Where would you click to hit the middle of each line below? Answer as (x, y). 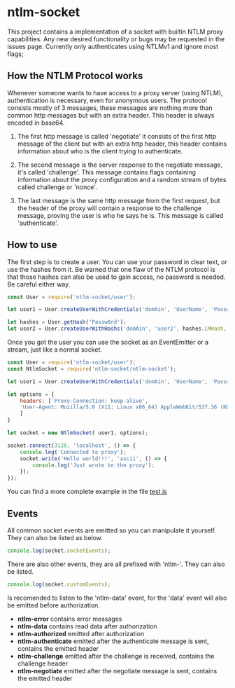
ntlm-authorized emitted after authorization (81, 633)
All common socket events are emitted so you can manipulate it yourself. (112, 530)
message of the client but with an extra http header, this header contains (122, 144)
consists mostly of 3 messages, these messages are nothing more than (110, 108)
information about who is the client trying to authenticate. (100, 151)
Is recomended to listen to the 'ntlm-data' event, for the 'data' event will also (117, 598)
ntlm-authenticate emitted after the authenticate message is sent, (113, 641)
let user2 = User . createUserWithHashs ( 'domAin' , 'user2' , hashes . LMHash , (117, 329)
